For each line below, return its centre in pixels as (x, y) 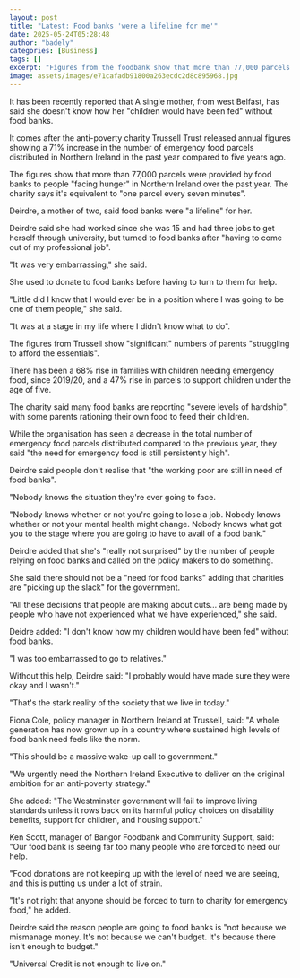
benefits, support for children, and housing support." (107, 819)
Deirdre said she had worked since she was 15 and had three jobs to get (142, 228)
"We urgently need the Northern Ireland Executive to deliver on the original (147, 774)
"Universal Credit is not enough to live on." (88, 964)
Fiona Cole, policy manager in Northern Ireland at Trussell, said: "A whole (144, 720)
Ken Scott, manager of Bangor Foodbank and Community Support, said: (142, 837)
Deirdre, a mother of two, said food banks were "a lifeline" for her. (131, 211)
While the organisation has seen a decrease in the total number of (131, 433)
